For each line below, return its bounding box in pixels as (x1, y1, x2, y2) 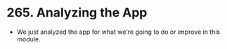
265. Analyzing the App (6, 5, 148, 21)
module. (16, 35, 41, 43)
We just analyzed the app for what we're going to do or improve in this (16, 28, 221, 36)
